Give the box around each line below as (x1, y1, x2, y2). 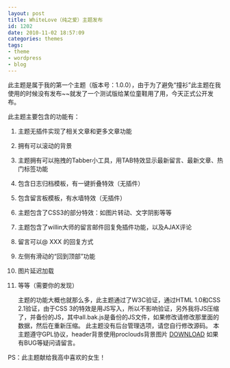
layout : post (8, 10, 45, 17)
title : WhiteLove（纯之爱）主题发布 (8, 16, 103, 23)
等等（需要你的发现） (17, 281, 78, 289)
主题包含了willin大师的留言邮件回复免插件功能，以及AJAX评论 (17, 223, 192, 231)
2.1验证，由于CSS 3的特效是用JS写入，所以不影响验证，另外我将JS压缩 (17, 304, 220, 312)
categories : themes (8, 36, 64, 42)
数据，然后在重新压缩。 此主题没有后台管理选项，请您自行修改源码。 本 (17, 321, 220, 330)
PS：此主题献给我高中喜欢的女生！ (8, 353, 105, 361)
